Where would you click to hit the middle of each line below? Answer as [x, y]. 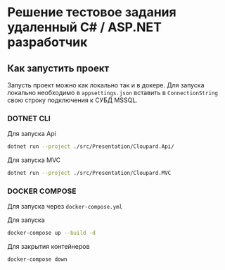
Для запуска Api [32, 134]
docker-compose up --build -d [52, 233]
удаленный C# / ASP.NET [84, 27]
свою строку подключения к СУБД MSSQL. [73, 100]
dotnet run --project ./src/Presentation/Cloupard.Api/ [91, 147]
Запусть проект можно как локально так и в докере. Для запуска [106, 85]
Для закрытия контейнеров [49, 247]
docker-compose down [38, 259]
